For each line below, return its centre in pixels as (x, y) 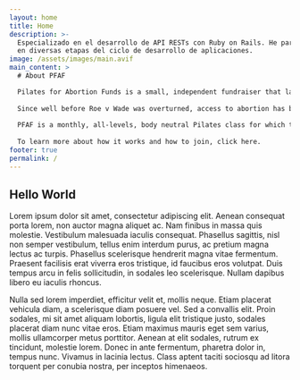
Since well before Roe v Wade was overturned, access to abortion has (151, 108)
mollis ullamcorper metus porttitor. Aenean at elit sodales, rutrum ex (134, 338)
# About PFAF (42, 76)
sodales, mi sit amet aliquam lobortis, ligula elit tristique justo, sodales (137, 319)
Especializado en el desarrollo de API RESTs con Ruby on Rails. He (147, 42)
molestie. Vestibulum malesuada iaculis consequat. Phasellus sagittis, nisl (145, 235)
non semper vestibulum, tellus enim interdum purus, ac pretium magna (139, 245)
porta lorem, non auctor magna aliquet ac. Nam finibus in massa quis (136, 225)
